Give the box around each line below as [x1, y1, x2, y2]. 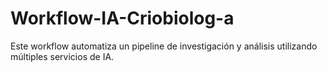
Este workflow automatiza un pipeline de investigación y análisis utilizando [10, 40, 318, 52]
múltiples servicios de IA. [10, 50, 115, 62]
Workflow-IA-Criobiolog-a [10, 7, 235, 30]
